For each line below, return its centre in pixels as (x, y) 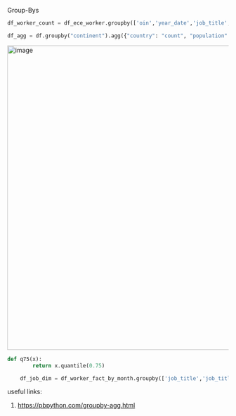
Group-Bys (23, 10)
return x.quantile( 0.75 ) (69, 365)
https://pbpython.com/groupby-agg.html (76, 405)
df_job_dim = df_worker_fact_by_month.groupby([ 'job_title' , (111, 378)
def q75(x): (25, 359)
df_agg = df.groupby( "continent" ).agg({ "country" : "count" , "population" (118, 36)
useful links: (25, 392)
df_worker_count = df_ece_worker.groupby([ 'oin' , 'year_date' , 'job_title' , (119, 23)
